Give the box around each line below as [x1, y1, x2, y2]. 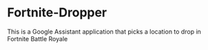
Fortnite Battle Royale [7, 34, 68, 42]
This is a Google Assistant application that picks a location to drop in [7, 27, 202, 36]
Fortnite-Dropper [7, 5, 107, 21]
